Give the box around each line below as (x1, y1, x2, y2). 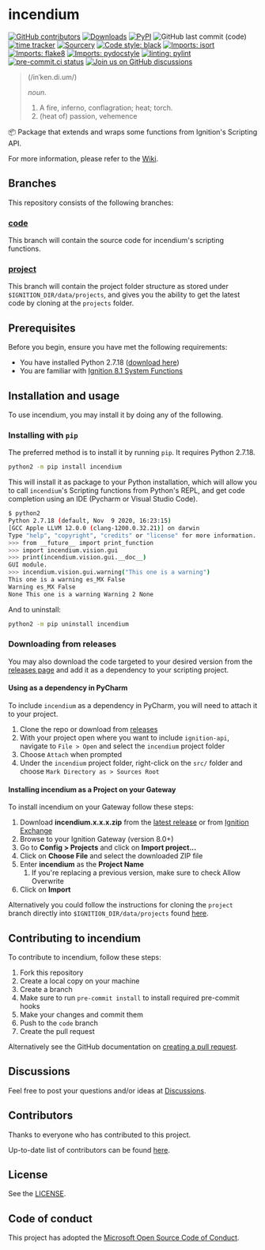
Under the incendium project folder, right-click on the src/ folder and (19, 758, 243, 768)
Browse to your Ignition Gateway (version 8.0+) (19, 835, 174, 844)
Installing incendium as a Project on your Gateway (8, 785, 176, 794)
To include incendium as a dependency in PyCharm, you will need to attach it (8, 701, 258, 710)
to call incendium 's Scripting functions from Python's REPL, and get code (8, 486, 245, 495)
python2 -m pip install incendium (8, 463, 123, 472)
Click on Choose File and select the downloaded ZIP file (19, 851, 203, 861)
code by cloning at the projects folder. (8, 298, 134, 308)
